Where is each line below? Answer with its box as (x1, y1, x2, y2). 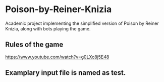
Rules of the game (5, 40, 64, 49)
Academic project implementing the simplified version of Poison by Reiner (5, 20, 159, 26)
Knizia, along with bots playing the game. (5, 25, 91, 31)
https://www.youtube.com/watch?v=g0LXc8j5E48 (5, 54, 110, 60)
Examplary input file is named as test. (5, 68, 126, 77)
